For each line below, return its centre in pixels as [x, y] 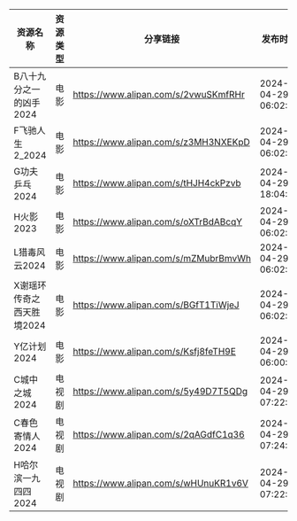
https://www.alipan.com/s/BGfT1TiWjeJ [156, 305]
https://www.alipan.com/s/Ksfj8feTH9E [155, 351]
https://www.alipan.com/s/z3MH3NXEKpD [161, 142]
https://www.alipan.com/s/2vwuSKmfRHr [159, 94]
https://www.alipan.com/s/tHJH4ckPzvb [157, 183]
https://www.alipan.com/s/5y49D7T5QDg [160, 391]
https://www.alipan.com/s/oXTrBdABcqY [158, 222]
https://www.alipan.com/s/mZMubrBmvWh [162, 258]
